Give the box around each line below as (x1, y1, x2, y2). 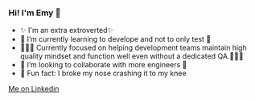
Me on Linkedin (8, 84, 60, 94)
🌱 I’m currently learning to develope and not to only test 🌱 (19, 34, 212, 44)
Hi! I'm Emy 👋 (8, 7, 62, 18)
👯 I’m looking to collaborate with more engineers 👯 (19, 60, 187, 70)
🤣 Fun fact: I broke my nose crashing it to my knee (19, 68, 187, 79)
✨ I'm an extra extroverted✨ (19, 26, 114, 35)
